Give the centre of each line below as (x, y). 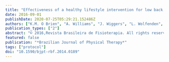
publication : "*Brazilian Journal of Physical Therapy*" (66, 42)
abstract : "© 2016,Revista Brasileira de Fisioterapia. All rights (77, 33)
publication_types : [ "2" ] (32, 28)
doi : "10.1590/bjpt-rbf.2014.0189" (43, 51)
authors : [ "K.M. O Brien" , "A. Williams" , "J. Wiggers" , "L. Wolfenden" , (84, 24)
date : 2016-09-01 (23, 14)
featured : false (22, 38)
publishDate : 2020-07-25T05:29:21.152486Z (50, 19)
